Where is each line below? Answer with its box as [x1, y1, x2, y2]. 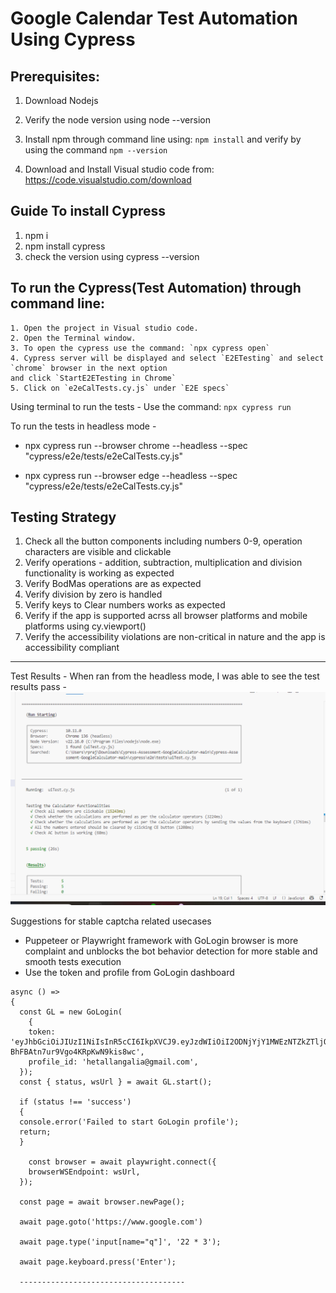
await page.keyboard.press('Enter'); [19, 1257, 177, 1267]
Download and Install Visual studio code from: [24, 163, 215, 175]
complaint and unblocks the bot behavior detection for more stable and [24, 945, 318, 957]
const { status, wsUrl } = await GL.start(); [19, 1077, 213, 1087]
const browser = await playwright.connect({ [28, 1157, 217, 1167]
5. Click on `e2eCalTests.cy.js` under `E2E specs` [10, 383, 230, 393]
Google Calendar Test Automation [10, 7, 299, 30]
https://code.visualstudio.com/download [24, 174, 192, 186]
